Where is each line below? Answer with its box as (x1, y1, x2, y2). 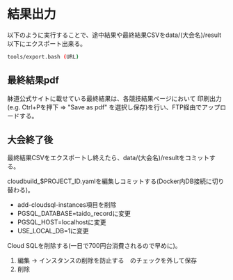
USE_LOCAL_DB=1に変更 (17, 227, 89, 235)
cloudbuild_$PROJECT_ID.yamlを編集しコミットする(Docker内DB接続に (7, 177, 212, 185)
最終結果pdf (7, 75, 59, 86)
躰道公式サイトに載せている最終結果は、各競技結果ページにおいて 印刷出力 (7, 94, 223, 102)
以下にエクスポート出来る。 (7, 39, 87, 47)
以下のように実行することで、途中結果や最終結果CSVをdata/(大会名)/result (7, 31, 222, 39)
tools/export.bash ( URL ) (7, 53, 79, 60)
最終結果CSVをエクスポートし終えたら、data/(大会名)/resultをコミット (7, 154, 210, 162)
